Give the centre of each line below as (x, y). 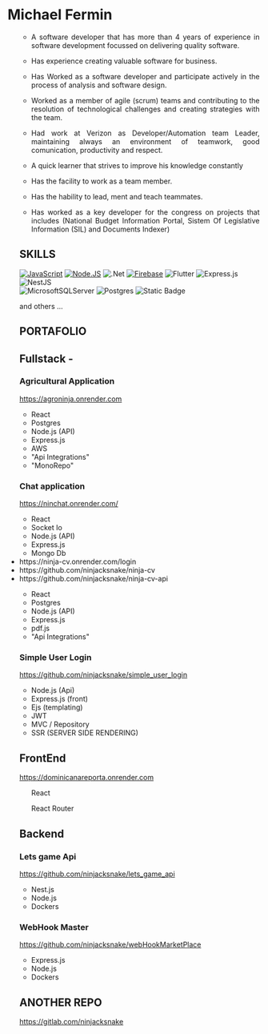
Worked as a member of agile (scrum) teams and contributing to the (145, 100)
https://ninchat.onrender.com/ (69, 504)
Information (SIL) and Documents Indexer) (100, 229)
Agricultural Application (67, 381)
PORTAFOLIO (53, 331)
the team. (47, 117)
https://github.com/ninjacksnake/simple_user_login (103, 675)
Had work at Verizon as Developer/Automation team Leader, (145, 133)
